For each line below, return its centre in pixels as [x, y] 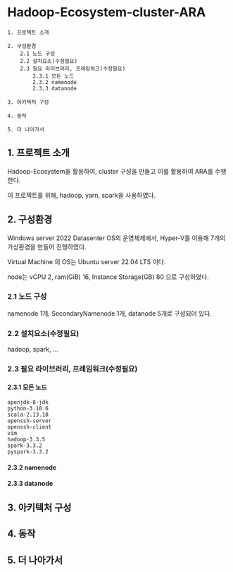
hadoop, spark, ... [33, 350]
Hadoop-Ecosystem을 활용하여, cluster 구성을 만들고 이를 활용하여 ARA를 [110, 171]
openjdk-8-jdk [28, 403]
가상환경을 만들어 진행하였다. [47, 246]
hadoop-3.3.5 [26, 440]
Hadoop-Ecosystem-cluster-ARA [107, 12]
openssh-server [30, 421]
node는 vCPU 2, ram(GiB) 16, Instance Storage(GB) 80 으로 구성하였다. [108, 277]
